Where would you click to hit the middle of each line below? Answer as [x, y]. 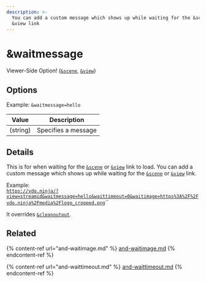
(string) [20, 131]
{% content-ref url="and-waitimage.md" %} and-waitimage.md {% [91, 248]
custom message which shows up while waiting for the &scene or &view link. [101, 173]
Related [21, 234]
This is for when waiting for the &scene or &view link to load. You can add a [100, 167]
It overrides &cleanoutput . [39, 214]
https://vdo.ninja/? [33, 191]
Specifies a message [67, 131]
